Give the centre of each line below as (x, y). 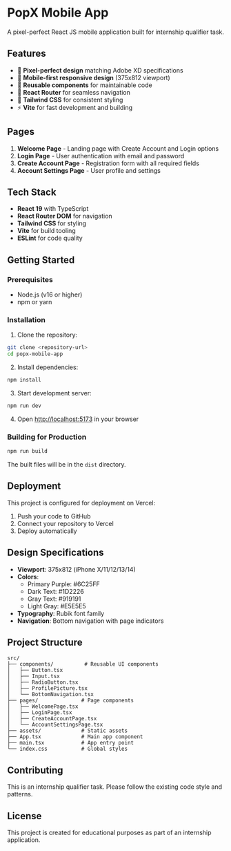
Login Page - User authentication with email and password (101, 156)
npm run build (28, 451)
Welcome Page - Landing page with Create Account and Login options (118, 148)
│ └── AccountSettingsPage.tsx (55, 725)
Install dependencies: (48, 367)
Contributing (35, 770)
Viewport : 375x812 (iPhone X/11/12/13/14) (76, 569)
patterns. (20, 794)
